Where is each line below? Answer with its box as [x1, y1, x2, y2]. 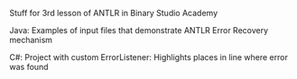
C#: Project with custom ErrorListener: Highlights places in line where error [9, 52, 289, 62]
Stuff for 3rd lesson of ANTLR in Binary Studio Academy [9, 8, 218, 18]
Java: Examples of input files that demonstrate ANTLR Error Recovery [9, 25, 269, 35]
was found [9, 62, 49, 72]
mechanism [9, 35, 52, 45]
